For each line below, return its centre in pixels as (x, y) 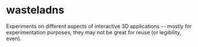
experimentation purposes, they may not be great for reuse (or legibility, (94, 32)
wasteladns (35, 10)
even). (14, 38)
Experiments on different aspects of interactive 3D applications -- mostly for (99, 26)
